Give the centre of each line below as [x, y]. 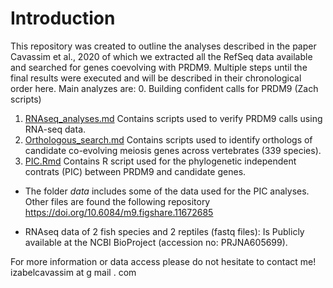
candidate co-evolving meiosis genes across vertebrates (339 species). [173, 150]
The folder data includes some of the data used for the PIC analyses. [167, 191]
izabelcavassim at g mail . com [73, 272]
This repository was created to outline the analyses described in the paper [163, 46]
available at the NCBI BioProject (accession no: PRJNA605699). [156, 242]
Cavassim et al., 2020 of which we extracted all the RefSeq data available [161, 56]
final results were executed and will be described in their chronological [156, 78]
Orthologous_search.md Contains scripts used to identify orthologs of [168, 139]
